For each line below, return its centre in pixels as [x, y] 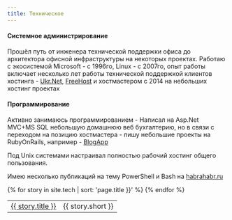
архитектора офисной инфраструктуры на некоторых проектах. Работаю [116, 58]
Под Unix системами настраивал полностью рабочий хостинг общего [112, 156]
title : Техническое [36, 14]
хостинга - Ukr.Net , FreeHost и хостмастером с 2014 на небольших [107, 81]
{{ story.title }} [34, 206]
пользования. [27, 163]
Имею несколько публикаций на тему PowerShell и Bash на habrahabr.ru [115, 176]
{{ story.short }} [88, 206]
